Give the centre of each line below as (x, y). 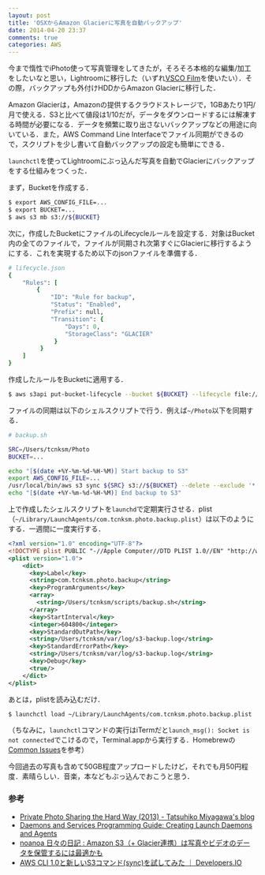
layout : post (30, 15)
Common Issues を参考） (49, 750)
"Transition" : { (77, 319)
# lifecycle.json (37, 268)
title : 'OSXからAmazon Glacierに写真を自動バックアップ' (95, 23)
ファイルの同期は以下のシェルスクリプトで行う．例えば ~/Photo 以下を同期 (127, 410)
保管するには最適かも (68, 852)
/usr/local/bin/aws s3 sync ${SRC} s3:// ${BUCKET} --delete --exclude (127, 486)
